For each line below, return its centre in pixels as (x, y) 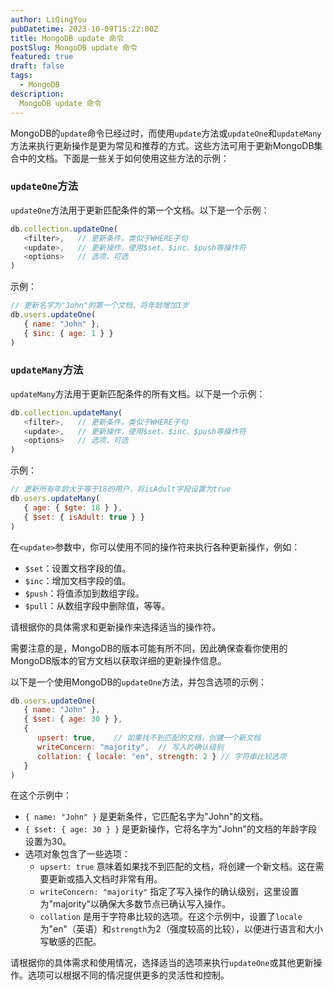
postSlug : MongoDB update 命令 (74, 47)
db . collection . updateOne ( (64, 229)
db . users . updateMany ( (55, 499)
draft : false (37, 66)
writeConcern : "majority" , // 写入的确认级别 (130, 747)
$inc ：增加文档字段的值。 (78, 580)
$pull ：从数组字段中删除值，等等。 (97, 605)
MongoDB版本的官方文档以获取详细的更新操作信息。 (118, 660)
